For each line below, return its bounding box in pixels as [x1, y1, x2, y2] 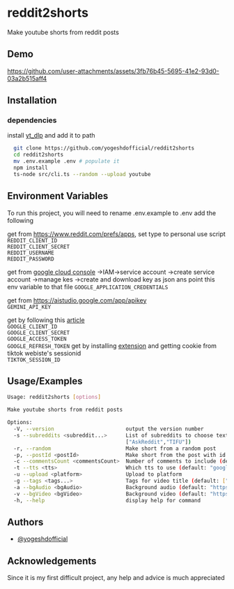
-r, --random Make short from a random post [13, 445, 217, 452]
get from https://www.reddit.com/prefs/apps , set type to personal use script [7, 229, 226, 238]
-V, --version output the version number [13, 426, 204, 432]
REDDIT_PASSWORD [7, 255, 54, 263]
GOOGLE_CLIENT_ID [7, 323, 58, 330]
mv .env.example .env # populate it [13, 158, 120, 165]
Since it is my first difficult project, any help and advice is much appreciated [7, 574, 225, 582]
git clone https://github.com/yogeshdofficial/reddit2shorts [13, 145, 195, 152]
